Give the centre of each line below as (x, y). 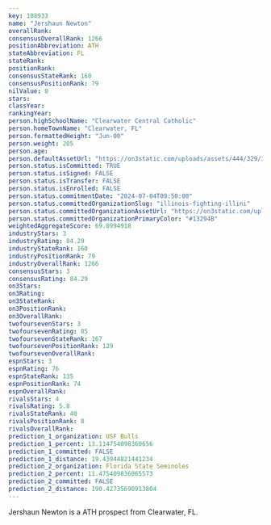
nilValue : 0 (28, 91)
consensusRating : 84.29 (48, 279)
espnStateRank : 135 (41, 376)
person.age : (28, 151)
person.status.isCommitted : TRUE (65, 166)
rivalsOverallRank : (41, 429)
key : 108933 (28, 16)
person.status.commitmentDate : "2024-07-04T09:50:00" (101, 196)
